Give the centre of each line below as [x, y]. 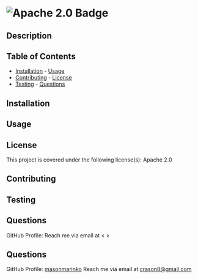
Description [29, 36]
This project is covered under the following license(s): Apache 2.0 [89, 160]
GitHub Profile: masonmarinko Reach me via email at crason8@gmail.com [99, 269]
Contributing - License [43, 78]
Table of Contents [41, 56]
